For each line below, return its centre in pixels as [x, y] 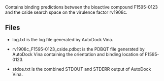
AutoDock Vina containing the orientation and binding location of [78, 54]
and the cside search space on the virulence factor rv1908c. [66, 12]
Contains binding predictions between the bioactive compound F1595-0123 [82, 7]
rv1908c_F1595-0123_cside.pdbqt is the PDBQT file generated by [78, 49]
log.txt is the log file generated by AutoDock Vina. [63, 39]
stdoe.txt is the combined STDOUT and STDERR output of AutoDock [82, 69]
